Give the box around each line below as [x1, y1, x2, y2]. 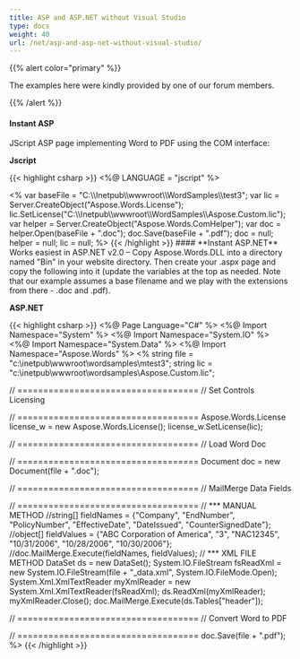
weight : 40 [9, 30, 50, 39]
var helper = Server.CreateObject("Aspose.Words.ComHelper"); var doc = [9, 219, 282, 230]
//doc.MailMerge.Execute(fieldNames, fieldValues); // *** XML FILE [9, 548, 257, 559]
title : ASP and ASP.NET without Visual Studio [9, 13, 186, 22]
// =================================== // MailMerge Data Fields [9, 483, 292, 494]
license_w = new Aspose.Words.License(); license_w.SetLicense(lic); [9, 421, 263, 432]
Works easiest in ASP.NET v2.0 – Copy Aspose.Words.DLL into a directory [9, 247, 283, 258]
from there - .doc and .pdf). [9, 285, 111, 296]
